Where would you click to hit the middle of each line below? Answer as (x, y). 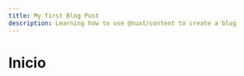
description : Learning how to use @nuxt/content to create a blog (122, 23)
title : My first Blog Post (54, 16)
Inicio (27, 63)
